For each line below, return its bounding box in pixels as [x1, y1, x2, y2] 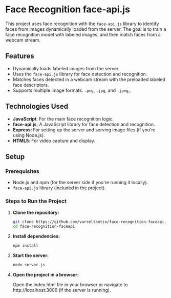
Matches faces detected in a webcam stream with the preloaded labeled [12, 76, 165, 83]
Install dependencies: [12, 233, 60, 240]
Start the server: [12, 252, 49, 259]
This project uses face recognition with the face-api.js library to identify [5, 21, 159, 27]
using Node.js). [12, 132, 45, 138]
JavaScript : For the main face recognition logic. [12, 115, 114, 122]
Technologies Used [5, 102, 68, 111]
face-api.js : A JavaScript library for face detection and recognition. [12, 121, 155, 127]
